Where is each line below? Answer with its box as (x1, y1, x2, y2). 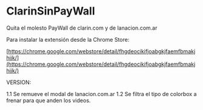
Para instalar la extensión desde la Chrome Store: (6, 36, 130, 43)
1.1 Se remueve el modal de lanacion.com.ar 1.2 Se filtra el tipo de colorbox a (6, 90, 197, 97)
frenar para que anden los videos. (6, 97, 91, 104)
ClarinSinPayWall (6, 4, 95, 18)
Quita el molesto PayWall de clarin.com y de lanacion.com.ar (6, 24, 158, 31)
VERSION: (6, 79, 32, 86)
